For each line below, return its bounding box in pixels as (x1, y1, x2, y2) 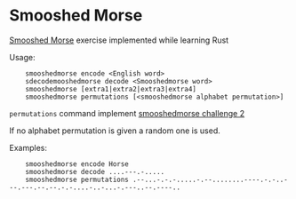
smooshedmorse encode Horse (25, 159, 129, 169)
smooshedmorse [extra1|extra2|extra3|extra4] (25, 84, 197, 93)
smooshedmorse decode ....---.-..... (25, 167, 165, 176)
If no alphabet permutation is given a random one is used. (9, 125, 220, 136)
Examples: (9, 142, 47, 153)
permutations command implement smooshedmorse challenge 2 (9, 107, 245, 118)
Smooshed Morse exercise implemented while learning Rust (9, 35, 229, 45)
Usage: (9, 52, 36, 62)
